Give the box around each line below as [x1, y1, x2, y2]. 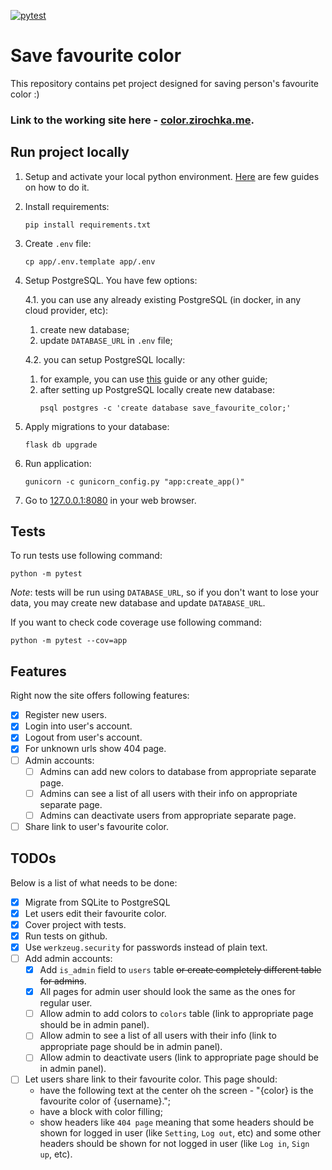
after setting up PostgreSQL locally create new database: [39, 383, 275, 395]
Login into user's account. [24, 720, 133, 732]
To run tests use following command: [10, 550, 163, 562]
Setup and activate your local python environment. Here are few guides [24, 170, 320, 182]
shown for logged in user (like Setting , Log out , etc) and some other [39, 1127, 322, 1139]
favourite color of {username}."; [39, 1095, 172, 1107]
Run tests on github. [24, 930, 108, 942]
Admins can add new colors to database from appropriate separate [39, 765, 317, 777]
